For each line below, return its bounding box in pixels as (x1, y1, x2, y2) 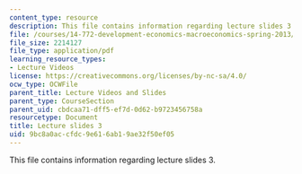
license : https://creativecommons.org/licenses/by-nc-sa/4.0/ (9, 72, 247, 81)
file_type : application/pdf (9, 47, 115, 56)
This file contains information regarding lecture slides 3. (9, 154, 216, 165)
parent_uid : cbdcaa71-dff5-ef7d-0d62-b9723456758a (9, 105, 203, 114)
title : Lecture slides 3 (9, 122, 102, 131)
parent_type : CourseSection (9, 96, 115, 106)
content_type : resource (9, 13, 99, 22)
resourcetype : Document (9, 113, 99, 122)
